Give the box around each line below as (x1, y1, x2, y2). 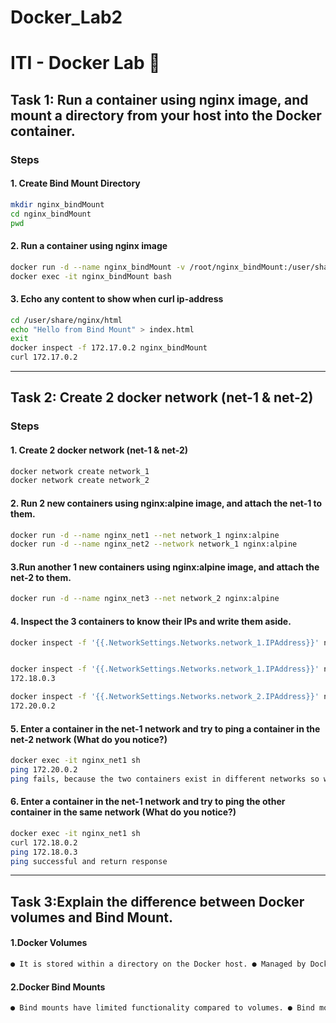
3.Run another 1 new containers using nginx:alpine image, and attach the (10, 561, 320, 573)
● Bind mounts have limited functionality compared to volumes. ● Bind (10, 1003, 315, 1013)
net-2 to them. (10, 571, 72, 583)
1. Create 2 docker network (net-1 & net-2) (10, 444, 189, 456)
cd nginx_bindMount (10, 209, 92, 219)
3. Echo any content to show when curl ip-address (10, 293, 224, 305)
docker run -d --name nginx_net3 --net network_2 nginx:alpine (10, 594, 280, 604)
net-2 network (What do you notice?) (10, 733, 168, 745)
